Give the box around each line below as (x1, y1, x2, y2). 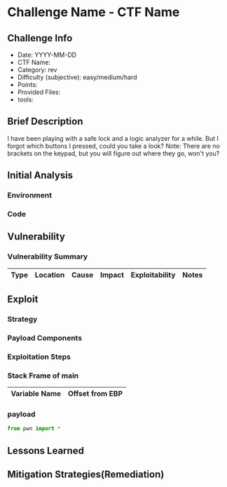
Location (34, 270, 65, 280)
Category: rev (17, 66, 57, 74)
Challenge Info (7, 32, 73, 44)
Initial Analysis (7, 170, 74, 181)
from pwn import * (7, 425, 61, 432)
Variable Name (11, 389, 62, 399)
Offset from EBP (67, 389, 123, 399)
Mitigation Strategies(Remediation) (7, 469, 165, 481)
